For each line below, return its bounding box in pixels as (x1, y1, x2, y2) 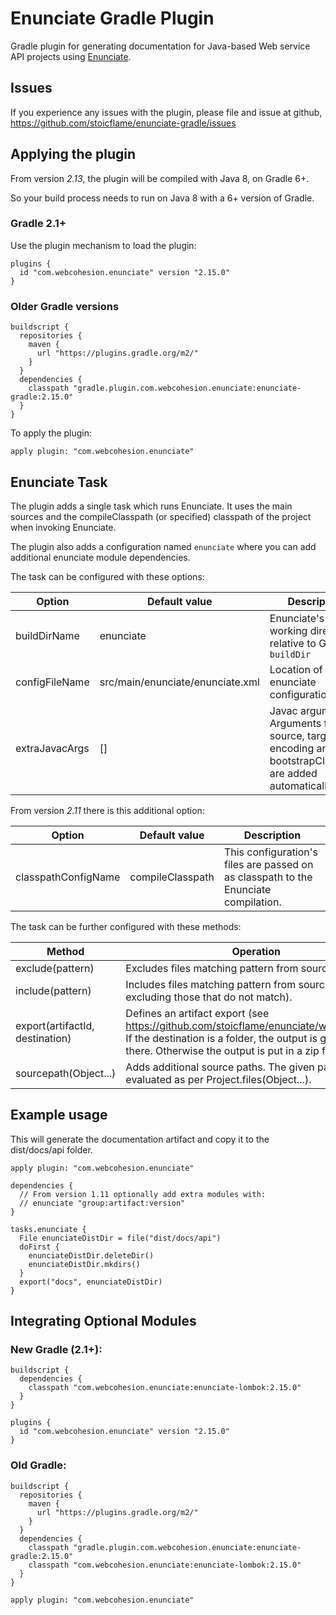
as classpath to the (223, 870, 313, 884)
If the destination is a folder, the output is (125, 1031, 318, 1045)
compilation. (223, 895, 282, 909)
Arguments (269, 716, 322, 730)
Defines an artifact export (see (125, 1006, 270, 1020)
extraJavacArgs (15, 741, 90, 755)
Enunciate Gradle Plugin (10, 7, 215, 30)
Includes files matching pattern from (125, 977, 297, 991)
